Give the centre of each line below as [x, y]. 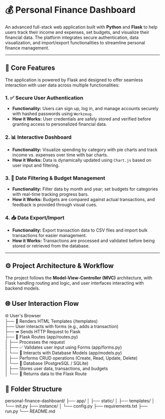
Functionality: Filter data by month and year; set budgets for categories [85, 189]
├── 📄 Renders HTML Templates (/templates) [52, 321]
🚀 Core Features [30, 68]
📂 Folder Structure [34, 389]
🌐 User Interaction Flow [42, 304]
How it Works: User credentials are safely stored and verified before [82, 119]
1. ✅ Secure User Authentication [44, 98]
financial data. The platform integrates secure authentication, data [72, 37]
